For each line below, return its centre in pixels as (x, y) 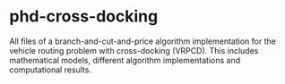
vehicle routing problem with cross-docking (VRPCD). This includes (134, 50)
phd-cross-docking (84, 17)
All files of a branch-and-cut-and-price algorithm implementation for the (142, 41)
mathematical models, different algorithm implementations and (125, 60)
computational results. (51, 70)
